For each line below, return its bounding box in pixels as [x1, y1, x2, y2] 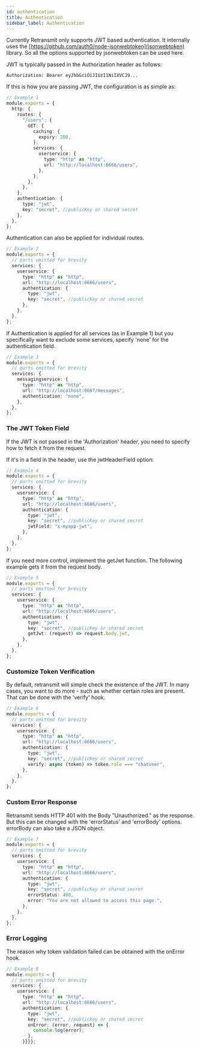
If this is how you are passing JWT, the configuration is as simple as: [6, 83, 176, 90]
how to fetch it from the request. [6, 444, 86, 451]
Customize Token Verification [6, 667, 95, 676]
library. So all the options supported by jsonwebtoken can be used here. [6, 49, 184, 57]
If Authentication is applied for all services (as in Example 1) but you [6, 329, 174, 337]
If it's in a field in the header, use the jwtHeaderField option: [6, 456, 154, 463]
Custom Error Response [6, 798, 77, 806]
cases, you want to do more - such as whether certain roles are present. [6, 687, 185, 695]
